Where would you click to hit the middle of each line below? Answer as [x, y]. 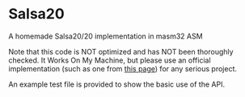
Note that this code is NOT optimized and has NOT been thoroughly [121, 51]
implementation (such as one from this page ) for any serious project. [122, 68]
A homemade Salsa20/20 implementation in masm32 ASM [106, 36]
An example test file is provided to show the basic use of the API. [116, 84]
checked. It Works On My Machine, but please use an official [110, 60]
